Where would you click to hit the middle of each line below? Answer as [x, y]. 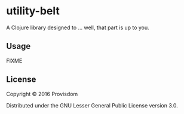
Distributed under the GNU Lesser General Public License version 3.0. [92, 105]
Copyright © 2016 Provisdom [42, 94]
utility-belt [33, 11]
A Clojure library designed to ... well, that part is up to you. [78, 27]
